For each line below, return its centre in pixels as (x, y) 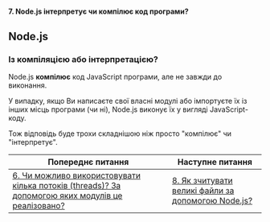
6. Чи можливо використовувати (76, 175)
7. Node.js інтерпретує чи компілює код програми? (98, 11)
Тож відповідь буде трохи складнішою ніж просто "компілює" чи (120, 134)
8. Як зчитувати (202, 181)
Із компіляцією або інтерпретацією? (83, 59)
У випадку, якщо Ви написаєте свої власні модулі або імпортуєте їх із (128, 101)
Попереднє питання (88, 162)
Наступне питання (215, 162)
